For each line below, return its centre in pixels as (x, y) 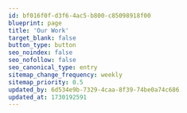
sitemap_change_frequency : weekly (66, 75)
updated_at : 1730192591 (48, 97)
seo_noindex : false (41, 53)
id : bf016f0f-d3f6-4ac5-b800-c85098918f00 (80, 16)
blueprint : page (35, 23)
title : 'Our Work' (39, 30)
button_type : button (43, 45)
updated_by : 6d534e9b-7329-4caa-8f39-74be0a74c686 (94, 90)
